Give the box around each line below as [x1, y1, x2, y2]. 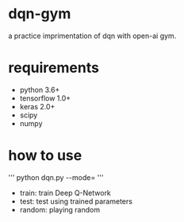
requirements [8, 59, 99, 77]
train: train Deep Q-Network [19, 188, 111, 197]
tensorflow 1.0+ [19, 93, 71, 103]
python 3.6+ [19, 85, 60, 94]
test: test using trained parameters [19, 196, 133, 206]
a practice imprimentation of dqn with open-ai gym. [8, 31, 177, 40]
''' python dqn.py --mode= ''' [8, 172, 104, 182]
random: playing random [19, 205, 101, 214]
